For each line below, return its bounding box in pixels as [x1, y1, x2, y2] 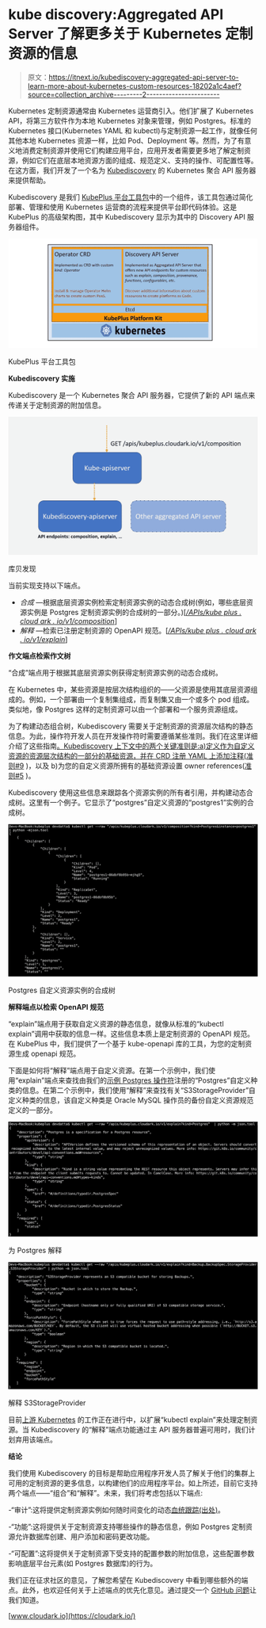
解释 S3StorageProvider [8, 1398, 86, 1408]
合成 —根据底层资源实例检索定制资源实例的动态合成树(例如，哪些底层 [19, 597, 247, 607]
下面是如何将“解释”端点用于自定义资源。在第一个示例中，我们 [8, 1066, 209, 1076]
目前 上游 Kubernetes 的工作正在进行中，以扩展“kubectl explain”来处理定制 [8, 1415, 251, 1424]
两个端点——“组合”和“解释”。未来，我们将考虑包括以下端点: [8, 1489, 203, 1498]
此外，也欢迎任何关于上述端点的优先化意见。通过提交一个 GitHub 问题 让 [21, 1585, 257, 1595]
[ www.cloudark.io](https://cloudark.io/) [8, 1611, 136, 1621]
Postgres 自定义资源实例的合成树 [8, 985, 116, 996]
